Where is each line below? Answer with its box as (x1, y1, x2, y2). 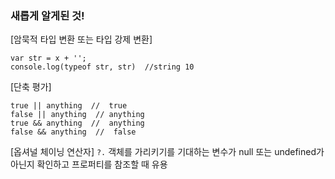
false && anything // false (10, 127, 137, 137)
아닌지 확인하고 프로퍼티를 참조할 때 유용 (10, 158, 168, 171)
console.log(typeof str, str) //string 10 (10, 62, 195, 72)
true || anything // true (10, 101, 128, 111)
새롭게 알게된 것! (10, 8, 85, 22)
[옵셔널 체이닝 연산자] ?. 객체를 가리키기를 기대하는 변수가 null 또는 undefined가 (10, 146, 325, 158)
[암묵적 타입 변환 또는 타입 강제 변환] (10, 33, 153, 46)
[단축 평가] (10, 81, 52, 93)
